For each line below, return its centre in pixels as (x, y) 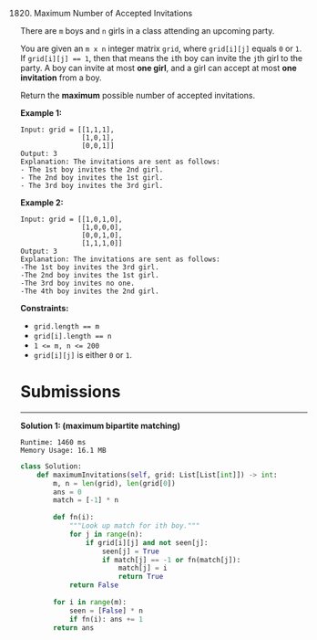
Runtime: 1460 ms (53, 442)
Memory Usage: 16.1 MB (63, 450)
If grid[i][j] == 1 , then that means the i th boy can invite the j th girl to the (162, 58)
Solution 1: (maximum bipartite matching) (101, 425)
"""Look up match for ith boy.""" (134, 526)
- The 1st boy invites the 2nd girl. (92, 170)
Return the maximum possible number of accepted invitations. (138, 95)
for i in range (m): (90, 602)
